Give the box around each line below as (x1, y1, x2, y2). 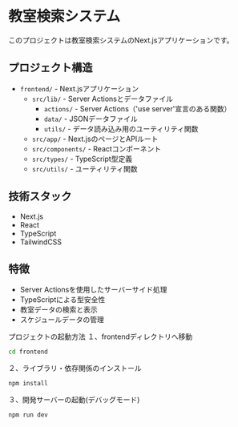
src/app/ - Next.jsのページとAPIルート (31, 134, 159, 143)
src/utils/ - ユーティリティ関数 (31, 163, 138, 173)
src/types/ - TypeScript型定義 (31, 154, 133, 163)
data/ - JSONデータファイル (43, 114, 138, 123)
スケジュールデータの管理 (19, 315, 104, 324)
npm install (8, 380, 48, 388)
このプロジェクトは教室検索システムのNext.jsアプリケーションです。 (8, 35, 234, 45)
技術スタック (8, 190, 72, 203)
